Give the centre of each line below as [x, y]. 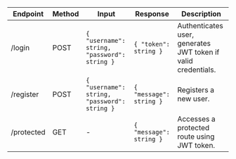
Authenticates [200, 26]
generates [194, 43]
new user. [194, 99]
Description [201, 14]
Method [66, 14]
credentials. [197, 70]
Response [152, 14]
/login [20, 47]
